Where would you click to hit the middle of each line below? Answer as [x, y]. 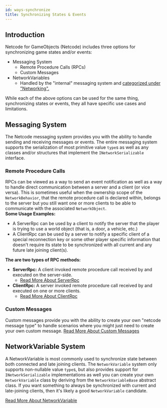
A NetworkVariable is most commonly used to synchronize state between [81, 358]
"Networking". [35, 89]
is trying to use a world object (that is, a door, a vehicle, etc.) [75, 229]
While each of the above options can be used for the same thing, [72, 98]
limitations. [17, 109]
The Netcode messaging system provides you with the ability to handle [78, 137]
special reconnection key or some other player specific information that [86, 240]
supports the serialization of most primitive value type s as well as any [77, 147]
